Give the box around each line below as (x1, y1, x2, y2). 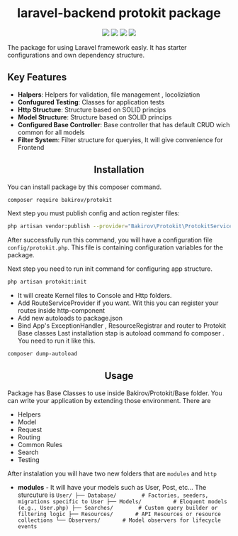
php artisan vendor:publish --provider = (7, 223, 129, 230)
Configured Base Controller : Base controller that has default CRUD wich (17, 120, 230, 129)
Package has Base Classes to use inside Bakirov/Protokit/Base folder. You (7, 389, 222, 397)
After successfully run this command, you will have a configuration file (7, 236, 212, 245)
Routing (17, 432, 41, 441)
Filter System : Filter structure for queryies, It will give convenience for (17, 135, 223, 144)
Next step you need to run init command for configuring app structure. (7, 264, 212, 273)
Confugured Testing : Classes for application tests (17, 97, 165, 106)
